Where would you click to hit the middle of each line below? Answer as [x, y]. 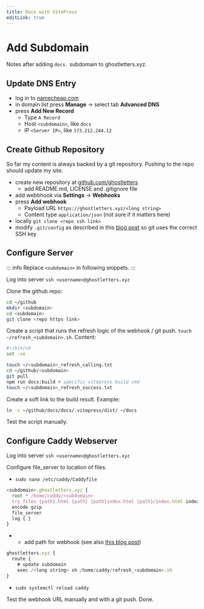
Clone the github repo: [34, 291]
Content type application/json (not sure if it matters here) [97, 215]
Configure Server [40, 253]
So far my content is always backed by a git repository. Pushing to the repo [100, 164]
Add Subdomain [48, 48]
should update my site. [35, 171]
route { [22, 559]
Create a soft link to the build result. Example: [63, 399]
